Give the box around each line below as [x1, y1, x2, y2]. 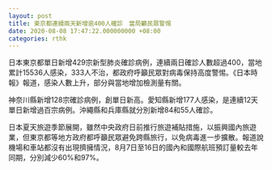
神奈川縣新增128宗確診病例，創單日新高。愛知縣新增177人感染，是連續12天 [8, 95, 258, 105]
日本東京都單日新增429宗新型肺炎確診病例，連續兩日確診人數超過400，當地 [8, 57, 262, 67]
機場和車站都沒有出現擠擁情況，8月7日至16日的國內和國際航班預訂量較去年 [8, 142, 258, 152]
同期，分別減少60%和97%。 [8, 153, 104, 163]
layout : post [8, 11, 53, 20]
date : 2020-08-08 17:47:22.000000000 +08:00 [8, 27, 161, 35]
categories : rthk [8, 34, 67, 43]
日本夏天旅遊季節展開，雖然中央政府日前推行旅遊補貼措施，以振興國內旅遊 [8, 122, 257, 132]
